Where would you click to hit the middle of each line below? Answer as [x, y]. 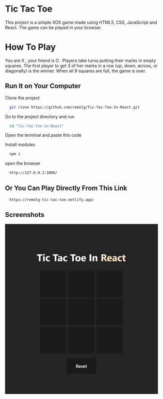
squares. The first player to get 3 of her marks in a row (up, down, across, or [81, 65]
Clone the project [22, 97]
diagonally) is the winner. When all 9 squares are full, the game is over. [76, 71]
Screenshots [25, 215]
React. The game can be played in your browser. [53, 27]
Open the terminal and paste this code [43, 135]
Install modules [20, 144]
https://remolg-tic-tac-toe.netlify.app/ [52, 200]
